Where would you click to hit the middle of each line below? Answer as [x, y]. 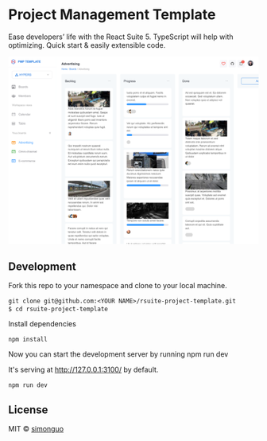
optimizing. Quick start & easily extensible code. [87, 45]
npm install [28, 340]
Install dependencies [43, 324]
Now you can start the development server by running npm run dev [118, 354]
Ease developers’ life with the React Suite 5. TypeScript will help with [121, 37]
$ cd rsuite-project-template [58, 309]
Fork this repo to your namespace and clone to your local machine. [118, 286]
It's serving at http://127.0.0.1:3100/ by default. [83, 370]
